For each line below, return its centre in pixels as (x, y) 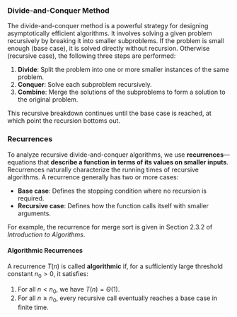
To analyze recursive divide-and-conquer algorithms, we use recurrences (116, 155)
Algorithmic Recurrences (45, 251)
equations (22, 162)
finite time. (33, 307)
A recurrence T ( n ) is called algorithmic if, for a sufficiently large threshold (115, 266)
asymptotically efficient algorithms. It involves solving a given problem (110, 33)
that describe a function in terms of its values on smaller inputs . (133, 162)
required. (31, 198)
